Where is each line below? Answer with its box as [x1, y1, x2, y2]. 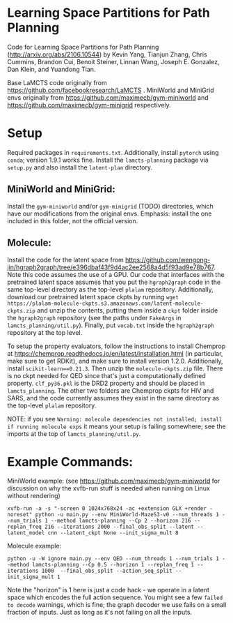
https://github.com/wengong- [124, 255, 211, 264]
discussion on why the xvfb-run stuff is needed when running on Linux [7, 484, 211, 493]
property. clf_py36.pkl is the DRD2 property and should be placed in [7, 379, 205, 387]
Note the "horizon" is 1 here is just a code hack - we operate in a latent [7, 586, 210, 594]
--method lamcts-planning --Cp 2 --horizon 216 [51, 518, 191, 525]
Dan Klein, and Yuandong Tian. [7, 65, 96, 73]
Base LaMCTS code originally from [7, 78, 108, 87]
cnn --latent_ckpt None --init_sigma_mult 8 [47, 530, 179, 536]
